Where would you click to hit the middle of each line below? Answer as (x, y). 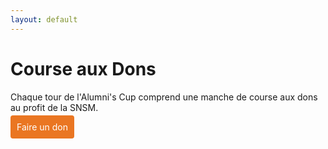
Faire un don (42, 127)
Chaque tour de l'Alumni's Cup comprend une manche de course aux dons (164, 97)
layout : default (44, 19)
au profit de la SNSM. (54, 107)
